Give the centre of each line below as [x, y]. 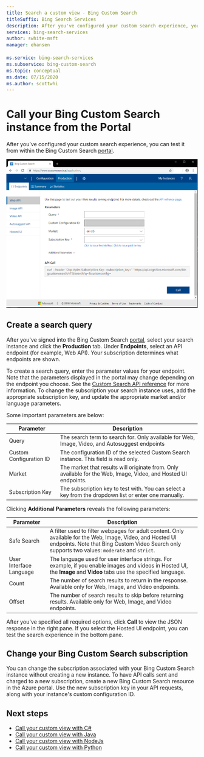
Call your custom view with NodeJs [59, 741]
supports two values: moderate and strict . [102, 551]
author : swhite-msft [32, 39]
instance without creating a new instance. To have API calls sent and [92, 675]
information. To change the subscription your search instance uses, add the [101, 390]
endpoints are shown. [33, 359]
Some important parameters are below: [55, 415]
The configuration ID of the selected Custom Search [125, 452]
